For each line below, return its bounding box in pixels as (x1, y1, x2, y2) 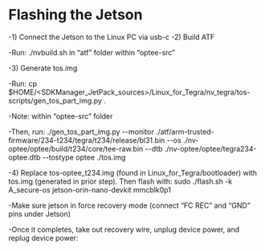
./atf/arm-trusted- (155, 127, 214, 136)
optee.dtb (8, 152, 41, 162)
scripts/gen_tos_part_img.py (8, 95, 103, 105)
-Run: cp (8, 79, 38, 88)
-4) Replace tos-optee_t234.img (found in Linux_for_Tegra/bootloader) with (8, 168, 257, 177)
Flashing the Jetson (8, 6, 143, 24)
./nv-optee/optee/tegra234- (164, 144, 257, 153)
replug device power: (8, 233, 79, 242)
